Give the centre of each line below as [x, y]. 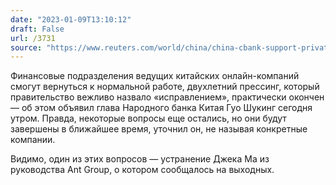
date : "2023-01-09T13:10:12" [71, 19]
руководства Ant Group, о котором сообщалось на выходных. [142, 170]
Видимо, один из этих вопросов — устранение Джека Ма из [140, 159]
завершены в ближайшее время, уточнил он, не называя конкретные [159, 129]
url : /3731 [33, 38]
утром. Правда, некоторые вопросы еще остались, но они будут [148, 118]
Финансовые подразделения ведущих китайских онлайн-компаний [155, 76]
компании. [33, 140]
